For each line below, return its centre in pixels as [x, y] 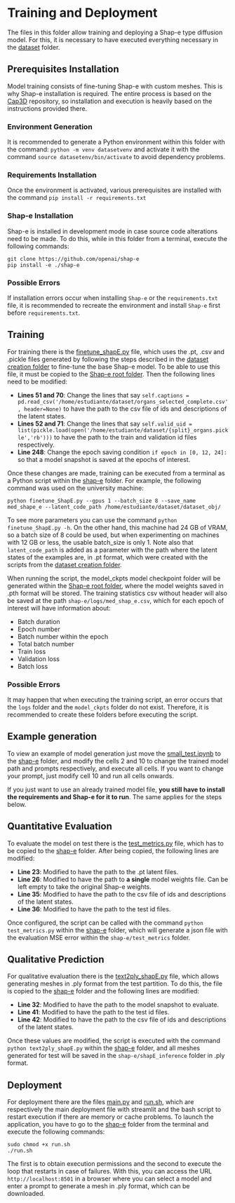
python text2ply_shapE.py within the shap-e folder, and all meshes [104, 1048]
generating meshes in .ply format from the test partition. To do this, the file [115, 984]
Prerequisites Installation [63, 69]
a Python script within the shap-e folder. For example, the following [104, 480]
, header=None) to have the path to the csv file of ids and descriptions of [122, 409]
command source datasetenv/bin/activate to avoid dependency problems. [116, 157]
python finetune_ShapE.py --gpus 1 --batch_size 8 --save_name [102, 501]
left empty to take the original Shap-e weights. [85, 886]
